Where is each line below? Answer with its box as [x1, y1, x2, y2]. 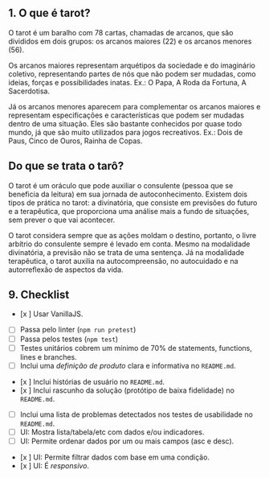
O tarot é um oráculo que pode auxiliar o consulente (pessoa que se [8, 180, 234, 190]
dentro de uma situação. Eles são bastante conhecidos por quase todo [8, 118, 243, 128]
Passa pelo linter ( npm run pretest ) [19, 325, 137, 335]
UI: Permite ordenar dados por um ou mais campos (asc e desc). [19, 436, 234, 446]
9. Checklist [8, 288, 70, 302]
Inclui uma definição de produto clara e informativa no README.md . [19, 361, 236, 370]
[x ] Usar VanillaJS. [19, 309, 84, 319]
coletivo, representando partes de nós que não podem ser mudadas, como [8, 68, 256, 79]
